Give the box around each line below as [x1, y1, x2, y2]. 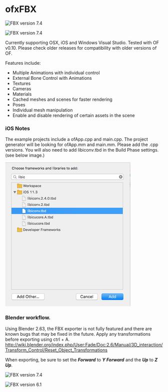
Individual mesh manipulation [12, 107, 73, 113]
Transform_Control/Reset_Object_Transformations [5, 347, 107, 353]
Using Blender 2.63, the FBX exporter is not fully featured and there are [5, 325, 152, 332]
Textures [12, 80, 31, 86]
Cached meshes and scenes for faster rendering [12, 96, 112, 102]
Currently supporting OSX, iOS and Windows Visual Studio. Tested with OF [5, 39, 159, 46]
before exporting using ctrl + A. [5, 336, 70, 342]
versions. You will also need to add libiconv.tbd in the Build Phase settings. [5, 147, 159, 153]
